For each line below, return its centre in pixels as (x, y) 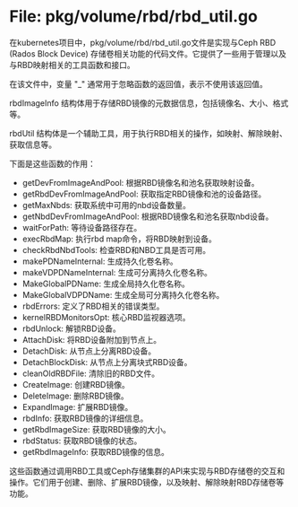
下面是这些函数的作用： (52, 163)
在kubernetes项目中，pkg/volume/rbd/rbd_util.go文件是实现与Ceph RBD (143, 42)
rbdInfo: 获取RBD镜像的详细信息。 (85, 418)
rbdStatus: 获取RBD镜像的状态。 (82, 441)
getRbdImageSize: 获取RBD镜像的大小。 (97, 429)
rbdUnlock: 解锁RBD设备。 (71, 328)
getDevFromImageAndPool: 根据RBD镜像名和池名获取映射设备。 (140, 182)
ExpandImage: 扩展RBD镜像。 (77, 406)
